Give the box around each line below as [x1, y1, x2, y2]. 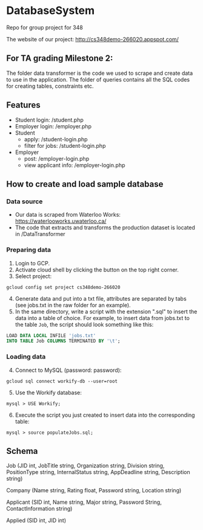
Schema [6, 445, 38, 456]
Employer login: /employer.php [15, 122, 92, 130]
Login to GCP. [15, 259, 50, 267]
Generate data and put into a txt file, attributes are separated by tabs [15, 295, 187, 302]
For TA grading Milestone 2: [6, 53, 113, 64]
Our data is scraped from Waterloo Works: [15, 211, 121, 218]
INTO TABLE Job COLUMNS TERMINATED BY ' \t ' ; [6, 338, 121, 344]
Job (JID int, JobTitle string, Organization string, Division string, [6, 462, 165, 469]
